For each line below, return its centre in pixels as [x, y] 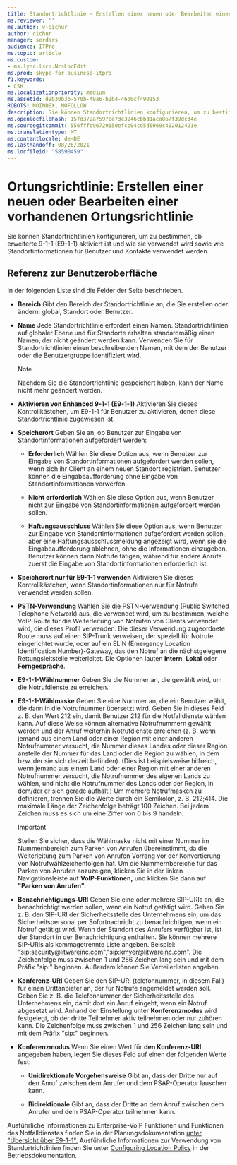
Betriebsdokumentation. [42, 1155]
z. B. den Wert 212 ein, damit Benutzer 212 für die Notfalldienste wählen [122, 716]
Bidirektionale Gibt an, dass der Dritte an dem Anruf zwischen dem [126, 1104]
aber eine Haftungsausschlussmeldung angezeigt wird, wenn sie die [127, 541]
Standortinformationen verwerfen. [78, 484]
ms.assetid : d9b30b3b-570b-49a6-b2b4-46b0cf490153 [83, 100]
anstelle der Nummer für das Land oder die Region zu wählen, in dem [119, 753]
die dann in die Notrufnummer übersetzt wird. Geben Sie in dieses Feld [121, 708]
